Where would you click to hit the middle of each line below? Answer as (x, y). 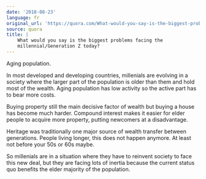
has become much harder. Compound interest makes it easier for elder (96, 113)
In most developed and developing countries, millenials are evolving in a (97, 75)
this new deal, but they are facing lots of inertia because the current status (101, 163)
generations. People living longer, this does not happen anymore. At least (99, 137)
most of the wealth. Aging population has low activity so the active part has (101, 88)
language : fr (23, 18)
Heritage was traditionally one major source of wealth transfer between (97, 131)
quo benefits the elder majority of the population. (68, 169)
